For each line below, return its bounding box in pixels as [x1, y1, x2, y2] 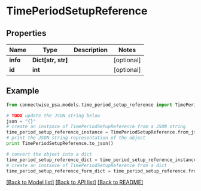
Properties [6, 28, 47, 38]
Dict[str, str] [32, 56, 68, 64]
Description [74, 46, 108, 54]
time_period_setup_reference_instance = [6, 129, 109, 135]
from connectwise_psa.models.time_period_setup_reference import [6, 102, 172, 108]
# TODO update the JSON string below [6, 113, 100, 119]
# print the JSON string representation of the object [6, 135, 146, 141]
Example [6, 86, 39, 96]
